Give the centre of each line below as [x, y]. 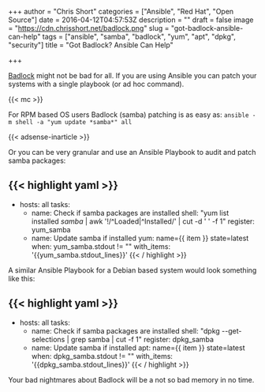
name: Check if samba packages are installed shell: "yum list [130, 213]
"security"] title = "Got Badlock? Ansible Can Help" [91, 45]
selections [48, 339]
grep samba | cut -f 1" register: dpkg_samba [142, 339]
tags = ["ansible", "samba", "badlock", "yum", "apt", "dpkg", [139, 36]
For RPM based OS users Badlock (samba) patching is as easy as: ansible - [132, 115]
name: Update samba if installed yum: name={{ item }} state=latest [140, 238]
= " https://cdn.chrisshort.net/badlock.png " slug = [89, 28]
